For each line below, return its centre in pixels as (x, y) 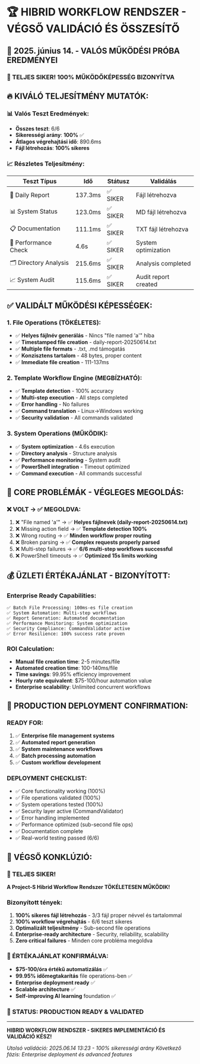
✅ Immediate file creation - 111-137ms (62, 362)
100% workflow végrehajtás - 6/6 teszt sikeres (74, 922)
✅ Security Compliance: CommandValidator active (69, 629)
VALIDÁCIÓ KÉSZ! (29, 1036)
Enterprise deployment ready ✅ (55, 982)
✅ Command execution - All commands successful (78, 473)
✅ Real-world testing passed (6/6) (57, 838)
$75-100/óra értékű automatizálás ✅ (61, 969)
